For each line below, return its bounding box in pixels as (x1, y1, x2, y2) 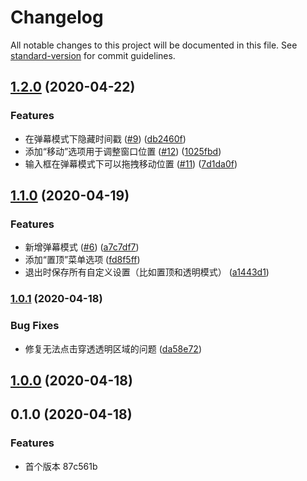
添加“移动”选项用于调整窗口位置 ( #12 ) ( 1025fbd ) (24, 145, 222, 157)
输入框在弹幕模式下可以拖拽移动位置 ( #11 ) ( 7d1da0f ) (24, 157, 238, 170)
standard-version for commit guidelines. (10, 49, 176, 61)
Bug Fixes (10, 319, 60, 333)
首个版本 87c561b (24, 460, 98, 472)
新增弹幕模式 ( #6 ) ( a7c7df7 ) (24, 241, 140, 253)
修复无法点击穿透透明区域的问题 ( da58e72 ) (24, 342, 202, 355)
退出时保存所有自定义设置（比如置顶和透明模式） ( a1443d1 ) (24, 266, 270, 278)
